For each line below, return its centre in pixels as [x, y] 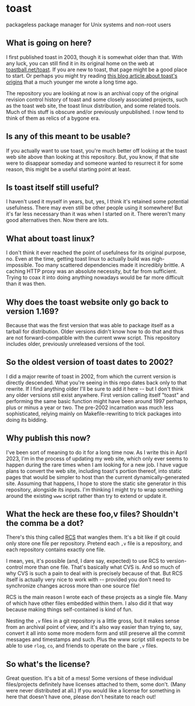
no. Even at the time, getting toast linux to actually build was [78, 259]
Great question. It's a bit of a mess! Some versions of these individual [90, 678]
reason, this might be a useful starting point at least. [69, 169]
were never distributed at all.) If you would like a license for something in [93, 691]
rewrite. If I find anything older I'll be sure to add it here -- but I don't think [95, 389]
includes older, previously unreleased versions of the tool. [76, 344]
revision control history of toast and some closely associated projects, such [97, 99]
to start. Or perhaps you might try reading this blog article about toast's [92, 75]
